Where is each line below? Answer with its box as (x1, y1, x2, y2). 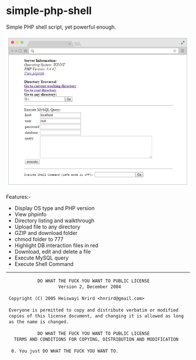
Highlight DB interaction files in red (14, 241, 99, 249)
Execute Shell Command (14, 260, 74, 267)
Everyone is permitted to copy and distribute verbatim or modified (8, 307, 179, 313)
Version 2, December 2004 (58, 283, 121, 290)
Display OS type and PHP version (14, 205, 95, 212)
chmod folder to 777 (14, 236, 64, 243)
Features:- (6, 193, 31, 200)
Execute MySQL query (14, 254, 69, 261)
